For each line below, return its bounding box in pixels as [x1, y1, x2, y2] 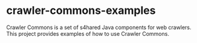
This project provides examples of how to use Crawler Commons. [6, 30, 169, 37]
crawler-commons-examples [6, 4, 156, 18]
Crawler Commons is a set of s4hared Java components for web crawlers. [6, 24, 192, 31]
